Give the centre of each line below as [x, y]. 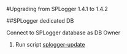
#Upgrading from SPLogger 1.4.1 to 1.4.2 [57, 9]
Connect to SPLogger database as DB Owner [63, 33]
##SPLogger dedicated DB [40, 21]
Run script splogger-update [50, 44]
